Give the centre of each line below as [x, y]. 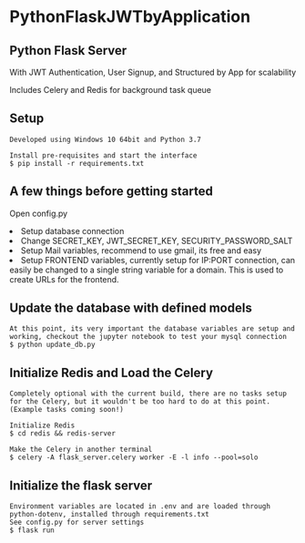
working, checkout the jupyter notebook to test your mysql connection [148, 337]
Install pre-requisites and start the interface [103, 155]
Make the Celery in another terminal [81, 450]
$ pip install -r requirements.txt [77, 163]
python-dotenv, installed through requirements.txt [109, 515]
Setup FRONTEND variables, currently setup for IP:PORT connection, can [158, 260]
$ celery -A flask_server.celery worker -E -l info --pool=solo [134, 457]
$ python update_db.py [52, 345]
